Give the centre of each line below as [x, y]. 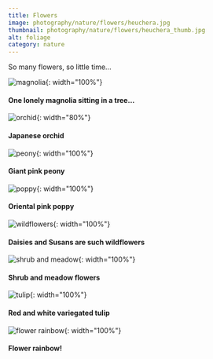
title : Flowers [33, 15]
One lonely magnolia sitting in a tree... [72, 100]
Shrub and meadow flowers [54, 277]
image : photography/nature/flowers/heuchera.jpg [89, 23]
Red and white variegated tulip [59, 313]
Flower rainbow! [35, 348]
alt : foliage [29, 37]
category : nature [37, 45]
